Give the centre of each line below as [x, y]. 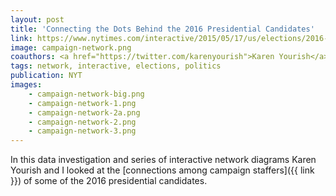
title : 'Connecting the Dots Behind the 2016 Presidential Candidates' [162, 29]
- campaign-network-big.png [86, 94]
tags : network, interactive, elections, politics [116, 66]
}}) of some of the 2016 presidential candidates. [109, 181]
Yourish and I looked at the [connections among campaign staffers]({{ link [162, 170]
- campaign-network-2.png [82, 122]
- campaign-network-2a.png [84, 112]
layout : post [37, 19]
